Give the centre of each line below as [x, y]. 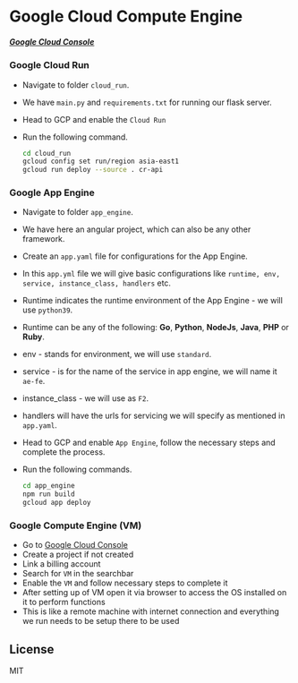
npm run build [48, 494]
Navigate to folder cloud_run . [76, 85]
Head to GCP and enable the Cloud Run [94, 119]
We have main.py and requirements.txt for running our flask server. [147, 102]
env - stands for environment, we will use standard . [117, 354]
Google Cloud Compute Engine [126, 17]
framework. [43, 239]
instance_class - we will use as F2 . [85, 398]
